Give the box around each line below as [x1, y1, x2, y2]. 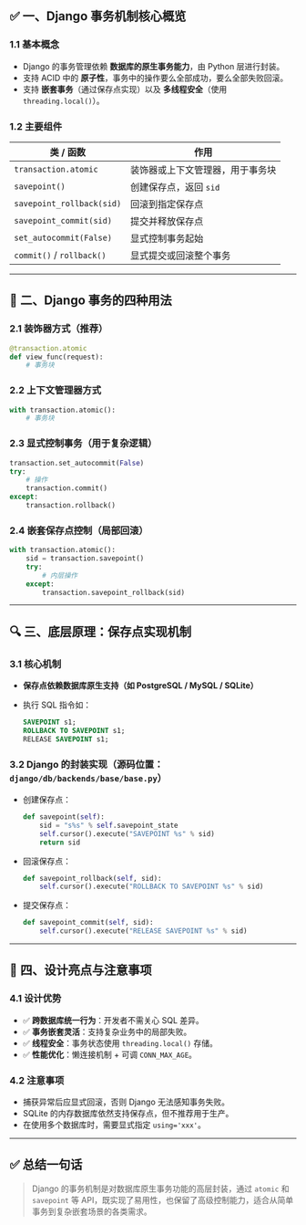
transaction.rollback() [25, 501, 117, 510]
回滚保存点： [22, 855, 71, 866]
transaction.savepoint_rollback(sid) [42, 588, 185, 597]
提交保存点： [22, 900, 71, 911]
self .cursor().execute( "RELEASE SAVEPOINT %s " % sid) [39, 927, 248, 936]
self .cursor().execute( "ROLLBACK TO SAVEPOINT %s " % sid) [39, 882, 264, 892]
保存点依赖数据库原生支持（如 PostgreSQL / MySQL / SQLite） [22, 680, 259, 691]
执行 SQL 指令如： [22, 699, 92, 710]
